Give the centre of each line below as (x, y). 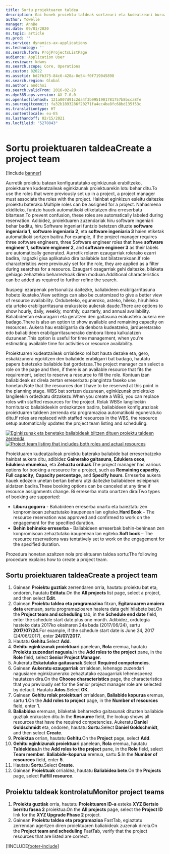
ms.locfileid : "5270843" (32, 123)
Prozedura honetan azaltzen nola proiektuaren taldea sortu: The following (81, 554)
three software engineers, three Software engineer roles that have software (84, 242)
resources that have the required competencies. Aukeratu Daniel (80, 722)
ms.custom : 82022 (24, 71)
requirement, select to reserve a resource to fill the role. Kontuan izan (78, 375)
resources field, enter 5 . (39, 760)
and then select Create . (38, 733)
